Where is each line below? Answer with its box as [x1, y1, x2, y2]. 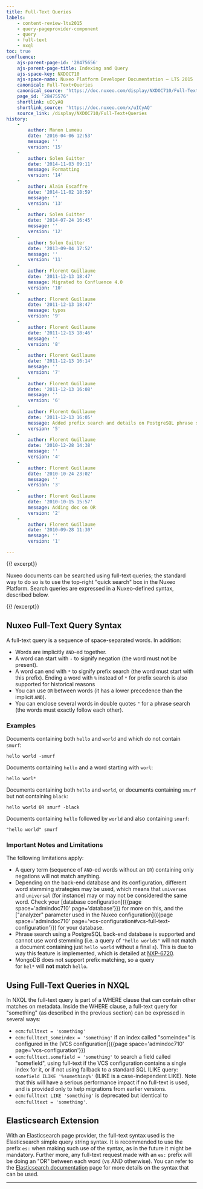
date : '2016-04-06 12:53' [28, 133, 94, 139]
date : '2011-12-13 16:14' [28, 358, 94, 364]
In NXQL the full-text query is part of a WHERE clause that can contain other [6, 996, 196, 1004]
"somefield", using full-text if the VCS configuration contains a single [14, 1059, 187, 1067]
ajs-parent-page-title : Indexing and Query [17, 65, 129, 71]
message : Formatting [28, 167, 80, 173]
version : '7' [28, 369, 61, 376]
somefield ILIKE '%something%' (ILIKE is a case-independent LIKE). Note [14, 1073, 197, 1080]
